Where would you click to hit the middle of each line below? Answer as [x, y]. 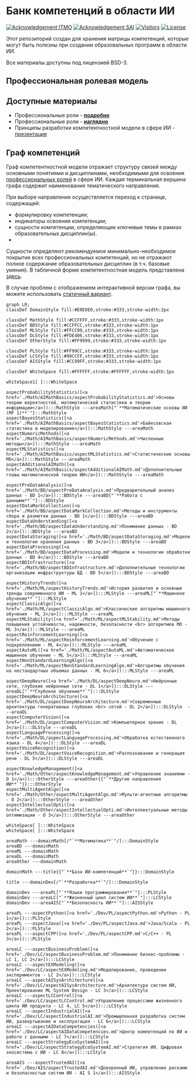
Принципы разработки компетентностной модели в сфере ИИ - [94, 128]
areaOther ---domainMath [36, 862]
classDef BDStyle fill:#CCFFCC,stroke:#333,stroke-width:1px [82, 325]
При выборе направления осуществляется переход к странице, [87, 197]
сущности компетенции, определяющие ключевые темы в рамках [98, 227]
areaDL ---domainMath [33, 856]
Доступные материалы [52, 101]
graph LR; [18, 305]
